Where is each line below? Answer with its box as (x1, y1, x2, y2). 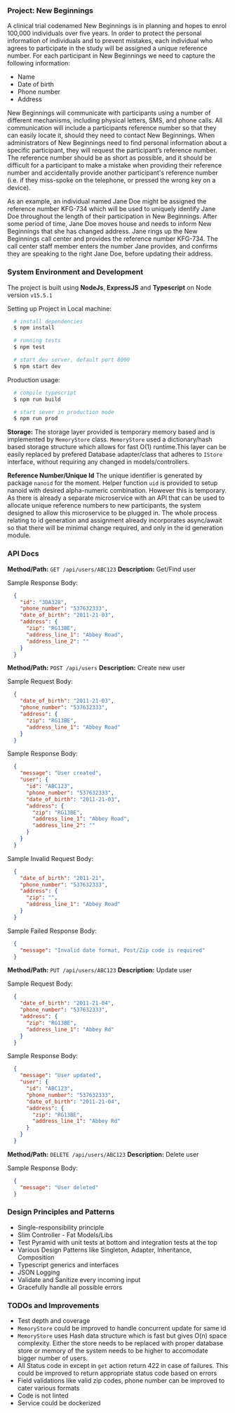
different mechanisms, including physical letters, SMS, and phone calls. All (7, 116, 223, 125)
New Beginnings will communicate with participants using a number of (7, 108, 211, 118)
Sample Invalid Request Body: (7, 854, 93, 862)
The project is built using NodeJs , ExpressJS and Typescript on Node (7, 283, 212, 291)
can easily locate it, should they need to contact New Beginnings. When (7, 131, 215, 139)
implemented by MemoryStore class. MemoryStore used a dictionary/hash (7, 435, 213, 444)
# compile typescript (13, 389, 77, 396)
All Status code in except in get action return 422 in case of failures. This (17, 1362, 229, 1370)
